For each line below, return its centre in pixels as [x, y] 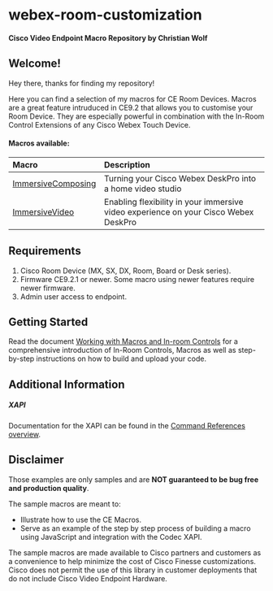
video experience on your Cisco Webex [179, 211]
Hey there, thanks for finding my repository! [82, 83]
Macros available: [39, 143]
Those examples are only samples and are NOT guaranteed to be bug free [134, 479]
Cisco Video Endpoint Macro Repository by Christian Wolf [108, 37]
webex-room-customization [105, 15]
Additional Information [67, 384]
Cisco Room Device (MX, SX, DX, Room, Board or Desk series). [126, 271]
